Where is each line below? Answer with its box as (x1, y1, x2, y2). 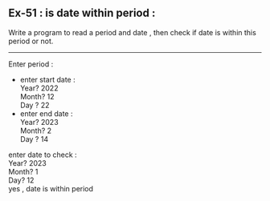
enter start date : (19, 74, 76, 84)
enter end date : (19, 108, 73, 119)
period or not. (8, 36, 54, 46)
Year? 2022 (19, 83, 59, 93)
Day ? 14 (19, 134, 49, 143)
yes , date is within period (8, 183, 94, 193)
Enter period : (8, 59, 54, 69)
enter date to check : (8, 150, 78, 159)
